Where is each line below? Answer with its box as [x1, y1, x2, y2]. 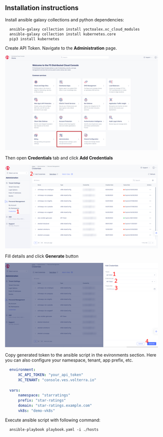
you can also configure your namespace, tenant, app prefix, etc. [5, 357, 133, 363]
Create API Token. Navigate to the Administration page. [5, 45, 117, 51]
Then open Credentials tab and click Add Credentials [5, 155, 113, 161]
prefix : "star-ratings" [17, 398, 66, 403]
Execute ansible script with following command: [5, 417, 101, 423]
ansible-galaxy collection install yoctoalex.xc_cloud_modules [9, 27, 140, 32]
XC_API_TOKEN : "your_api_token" [17, 372, 83, 377]
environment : [9, 367, 36, 372]
